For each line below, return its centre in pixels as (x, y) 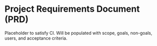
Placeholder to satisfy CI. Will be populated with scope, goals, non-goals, (78, 33)
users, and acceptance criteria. (36, 38)
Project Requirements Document (72, 9)
